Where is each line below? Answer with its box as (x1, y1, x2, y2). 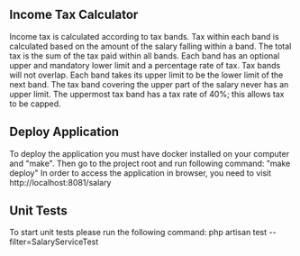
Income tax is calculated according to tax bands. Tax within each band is (9, 31, 279, 41)
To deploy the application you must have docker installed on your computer (9, 148, 290, 159)
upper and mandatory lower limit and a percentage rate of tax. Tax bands (9, 59, 281, 70)
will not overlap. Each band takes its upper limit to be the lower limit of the (9, 69, 284, 80)
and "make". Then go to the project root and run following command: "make (9, 158, 291, 169)
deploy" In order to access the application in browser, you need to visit (9, 167, 272, 178)
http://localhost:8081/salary (9, 177, 112, 187)
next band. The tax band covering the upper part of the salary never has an (9, 78, 289, 89)
